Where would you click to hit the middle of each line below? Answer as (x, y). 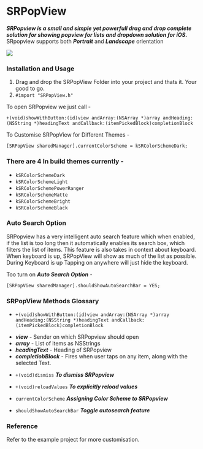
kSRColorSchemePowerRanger (50, 188)
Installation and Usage (40, 69)
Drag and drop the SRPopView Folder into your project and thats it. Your (106, 82)
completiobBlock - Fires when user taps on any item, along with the (101, 357)
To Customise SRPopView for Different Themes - (68, 135)
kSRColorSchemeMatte (41, 195)
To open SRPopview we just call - (48, 107)
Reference (22, 426)
